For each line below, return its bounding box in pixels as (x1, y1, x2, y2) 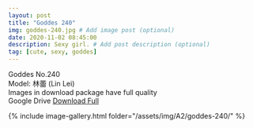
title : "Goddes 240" (8, 19, 77, 27)
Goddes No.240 (8, 70, 61, 79)
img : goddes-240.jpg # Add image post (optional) (8, 26, 176, 34)
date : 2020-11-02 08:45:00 (8, 33, 97, 42)
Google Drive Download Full (8, 96, 100, 105)
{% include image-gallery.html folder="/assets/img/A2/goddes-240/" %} (8, 112, 246, 120)
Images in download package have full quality (8, 88, 158, 97)
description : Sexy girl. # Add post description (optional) (8, 41, 211, 49)
